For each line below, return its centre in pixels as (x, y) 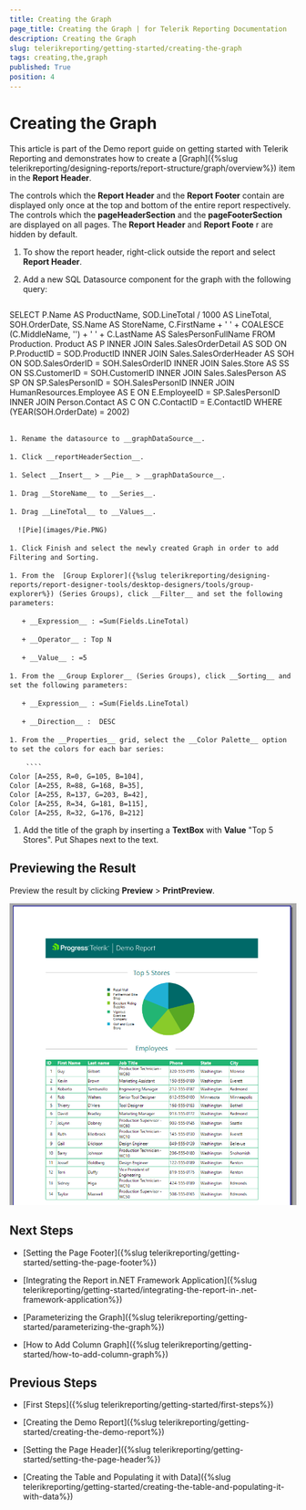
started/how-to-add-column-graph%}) (95, 1354)
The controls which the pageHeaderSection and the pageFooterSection (146, 215)
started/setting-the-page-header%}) (92, 1460)
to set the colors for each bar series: (87, 749)
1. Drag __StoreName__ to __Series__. (83, 493)
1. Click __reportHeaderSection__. (77, 456)
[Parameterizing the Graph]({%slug (89, 1317)
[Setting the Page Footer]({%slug (85, 1253)
